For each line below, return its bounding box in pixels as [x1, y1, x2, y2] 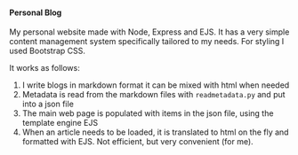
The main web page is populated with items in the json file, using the [21, 108, 274, 119]
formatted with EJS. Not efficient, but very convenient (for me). [21, 136, 254, 147]
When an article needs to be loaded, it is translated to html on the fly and [21, 127, 289, 137]
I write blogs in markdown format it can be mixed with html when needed [21, 80, 290, 90]
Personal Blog [9, 7, 62, 18]
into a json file [21, 98, 74, 110]
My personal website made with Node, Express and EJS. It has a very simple [9, 27, 290, 37]
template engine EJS [21, 118, 99, 128]
